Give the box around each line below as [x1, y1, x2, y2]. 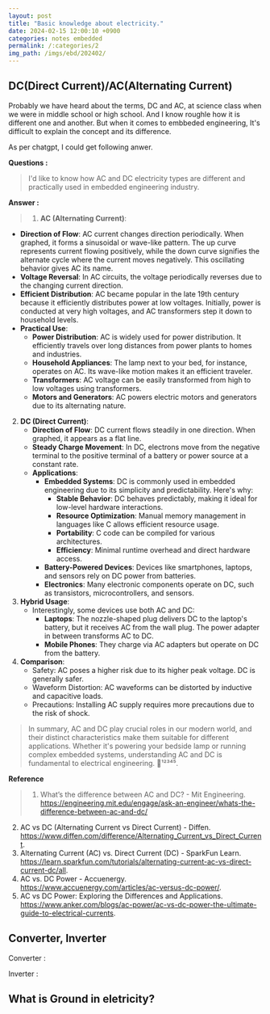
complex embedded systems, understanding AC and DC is [27, 749, 223, 759]
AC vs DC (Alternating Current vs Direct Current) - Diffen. [19, 822, 211, 832]
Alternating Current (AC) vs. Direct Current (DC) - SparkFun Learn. [19, 848, 242, 857]
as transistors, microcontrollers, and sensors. [44, 587, 195, 598]
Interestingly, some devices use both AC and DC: [31, 605, 195, 615]
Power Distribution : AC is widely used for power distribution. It [31, 332, 242, 342]
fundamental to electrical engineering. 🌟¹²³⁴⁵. [27, 758, 179, 768]
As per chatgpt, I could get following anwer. [8, 142, 153, 152]
